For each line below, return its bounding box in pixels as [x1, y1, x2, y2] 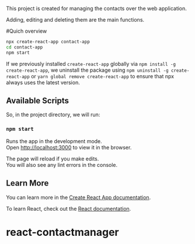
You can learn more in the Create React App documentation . [6, 194, 151, 201]
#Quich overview [6, 27, 47, 34]
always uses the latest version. [6, 79, 80, 86]
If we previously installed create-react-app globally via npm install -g [6, 60, 176, 67]
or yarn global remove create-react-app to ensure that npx [31, 72, 174, 79]
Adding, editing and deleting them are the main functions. [6, 16, 145, 23]
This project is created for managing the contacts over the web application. [6, 5, 187, 12]
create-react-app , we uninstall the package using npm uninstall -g [6, 67, 169, 74]
